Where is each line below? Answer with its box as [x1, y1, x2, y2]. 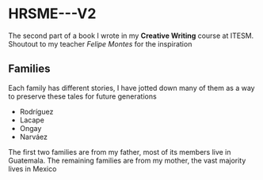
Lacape [19, 115, 45, 125]
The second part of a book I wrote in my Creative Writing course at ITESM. [8, 31, 254, 40]
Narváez [19, 132, 48, 141]
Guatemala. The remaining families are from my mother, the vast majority [8, 156, 246, 165]
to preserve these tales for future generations [8, 92, 157, 101]
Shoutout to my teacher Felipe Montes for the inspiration [8, 39, 192, 48]
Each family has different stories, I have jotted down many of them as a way [8, 83, 255, 92]
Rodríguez [19, 107, 54, 116]
